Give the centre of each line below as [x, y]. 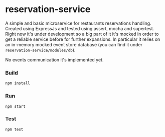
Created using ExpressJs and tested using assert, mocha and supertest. [80, 28]
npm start [16, 106]
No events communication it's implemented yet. [54, 59]
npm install [18, 83]
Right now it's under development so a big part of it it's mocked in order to [82, 34]
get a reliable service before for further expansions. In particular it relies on [83, 39]
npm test [14, 129]
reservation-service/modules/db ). [40, 50]
